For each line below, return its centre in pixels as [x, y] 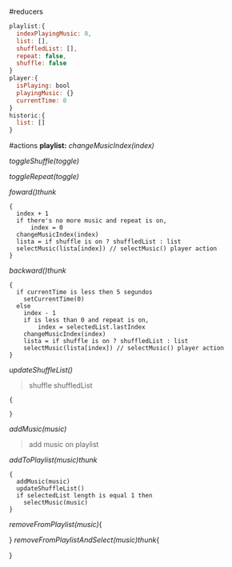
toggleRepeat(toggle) [44, 177]
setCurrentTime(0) [54, 299]
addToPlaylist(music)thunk [54, 460]
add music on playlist [64, 445]
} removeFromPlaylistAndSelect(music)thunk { [84, 540]
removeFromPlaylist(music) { [56, 525]
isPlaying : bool [43, 86]
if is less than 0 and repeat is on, [86, 320]
